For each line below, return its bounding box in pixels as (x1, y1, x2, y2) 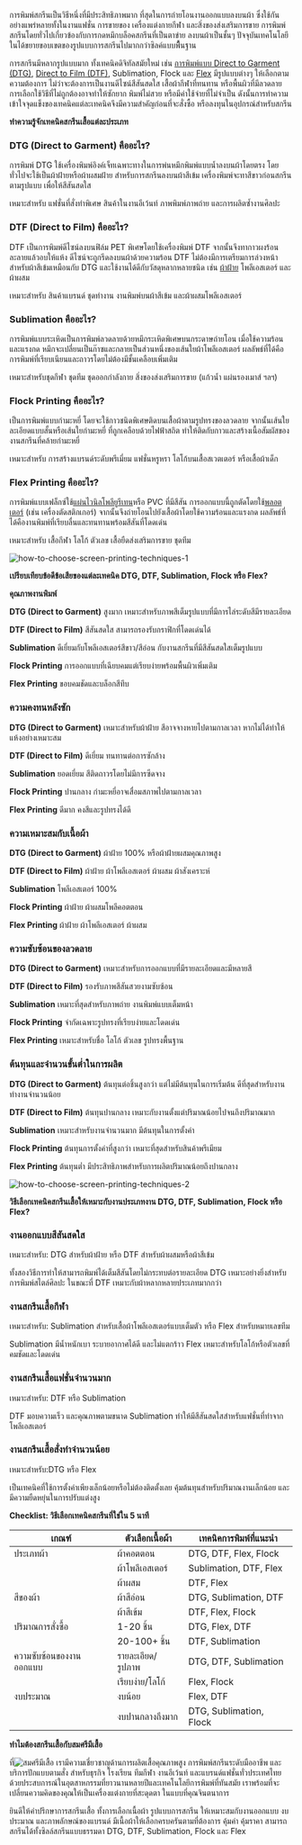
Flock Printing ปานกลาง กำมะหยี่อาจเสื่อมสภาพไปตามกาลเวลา (9, 786, 202, 796)
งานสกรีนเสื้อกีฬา (9, 1300, 69, 1312)
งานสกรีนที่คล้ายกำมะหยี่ (9, 436, 80, 446)
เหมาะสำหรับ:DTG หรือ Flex (9, 1463, 97, 1474)
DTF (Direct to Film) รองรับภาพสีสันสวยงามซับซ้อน (9, 981, 173, 992)
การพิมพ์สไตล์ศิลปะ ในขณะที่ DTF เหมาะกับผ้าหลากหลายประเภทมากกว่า (9, 1277, 222, 1288)
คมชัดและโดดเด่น (9, 1349, 61, 1360)
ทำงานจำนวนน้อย (9, 1088, 61, 1099)
